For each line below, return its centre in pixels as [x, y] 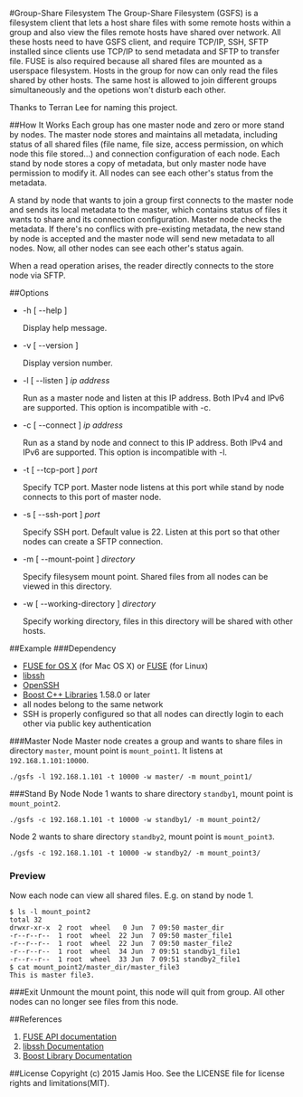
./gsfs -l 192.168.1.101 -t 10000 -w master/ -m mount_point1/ [131, 777]
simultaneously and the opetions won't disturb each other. [118, 90]
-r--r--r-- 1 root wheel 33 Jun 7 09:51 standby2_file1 [125, 960]
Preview [28, 875]
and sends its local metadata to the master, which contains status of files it [148, 210]
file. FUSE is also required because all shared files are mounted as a [136, 61]
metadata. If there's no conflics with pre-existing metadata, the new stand [147, 229]
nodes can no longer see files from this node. [94, 1002]
